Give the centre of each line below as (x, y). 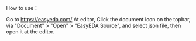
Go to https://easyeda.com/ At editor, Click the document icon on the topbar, (98, 19)
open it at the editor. (30, 32)
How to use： (23, 8)
